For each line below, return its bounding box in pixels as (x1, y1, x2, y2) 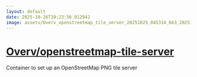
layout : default (6, 8, 46, 15)
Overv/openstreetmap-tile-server (6, 45, 174, 58)
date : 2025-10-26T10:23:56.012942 (6, 14, 91, 20)
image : (6, 19, 22, 25)
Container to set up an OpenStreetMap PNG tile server (6, 64, 138, 71)
